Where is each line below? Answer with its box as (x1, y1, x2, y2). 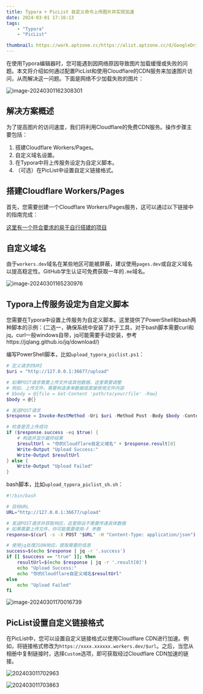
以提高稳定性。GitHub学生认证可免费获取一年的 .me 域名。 (6, 268, 149, 275)
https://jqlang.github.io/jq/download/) (6, 338, 100, 345)
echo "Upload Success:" (17, 565, 77, 571)
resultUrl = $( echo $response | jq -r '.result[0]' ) (17, 559, 147, 566)
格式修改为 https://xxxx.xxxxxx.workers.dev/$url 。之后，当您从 (32, 642, 194, 650)
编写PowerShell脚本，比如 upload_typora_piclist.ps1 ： (6, 351, 144, 358)
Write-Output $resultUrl (17, 452, 80, 458)
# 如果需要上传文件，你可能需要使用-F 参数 (6, 526, 101, 532)
